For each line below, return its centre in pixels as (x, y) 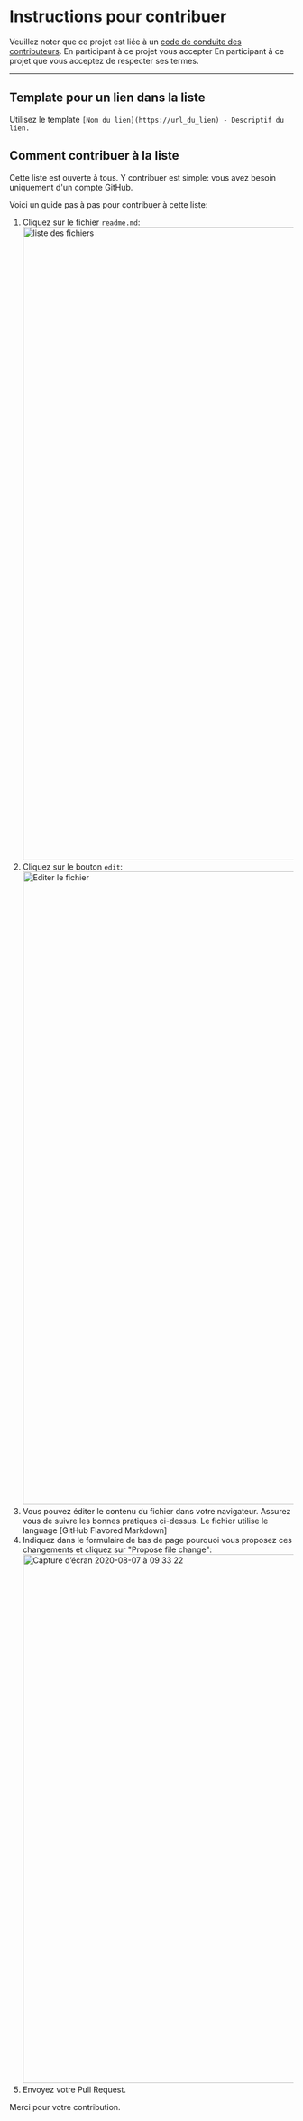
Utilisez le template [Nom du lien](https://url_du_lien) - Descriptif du (147, 119)
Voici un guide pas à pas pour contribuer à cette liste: (109, 204)
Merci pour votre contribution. (65, 2107)
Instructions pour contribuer (118, 17)
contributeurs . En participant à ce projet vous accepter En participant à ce (147, 51)
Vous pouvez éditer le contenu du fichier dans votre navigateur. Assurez (156, 1511)
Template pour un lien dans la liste (107, 98)
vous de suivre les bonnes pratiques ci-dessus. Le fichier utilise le (145, 1521)
